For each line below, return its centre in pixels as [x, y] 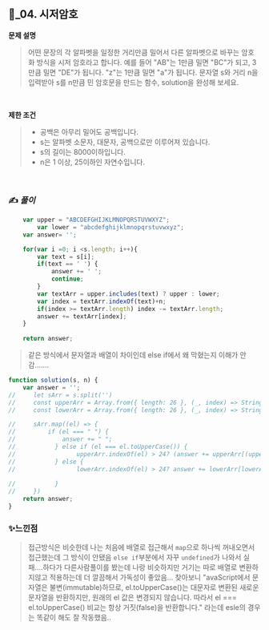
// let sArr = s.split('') [60, 395]
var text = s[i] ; [66, 256]
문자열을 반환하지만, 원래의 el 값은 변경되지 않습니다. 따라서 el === [132, 598]
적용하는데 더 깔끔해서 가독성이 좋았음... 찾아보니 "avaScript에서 [150, 577]
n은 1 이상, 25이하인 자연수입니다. [92, 162]
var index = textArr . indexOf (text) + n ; [102, 301]
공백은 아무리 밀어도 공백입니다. [89, 131]
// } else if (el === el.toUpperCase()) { [98, 447]
